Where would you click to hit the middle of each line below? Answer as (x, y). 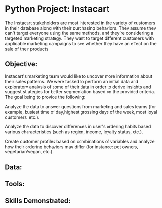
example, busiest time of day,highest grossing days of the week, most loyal (81, 112)
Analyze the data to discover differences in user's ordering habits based (78, 126)
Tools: (15, 184)
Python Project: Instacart (57, 9)
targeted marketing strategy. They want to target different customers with (80, 38)
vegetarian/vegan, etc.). (29, 151)
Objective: (21, 64)
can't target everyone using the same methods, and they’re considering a (79, 33)
